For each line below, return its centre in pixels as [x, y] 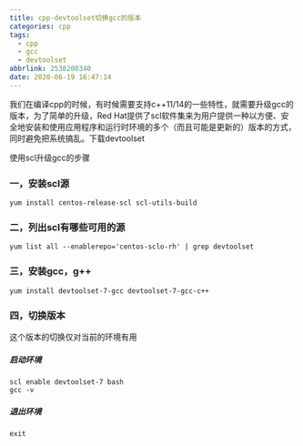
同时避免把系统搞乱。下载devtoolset [77, 138]
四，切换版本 [38, 315]
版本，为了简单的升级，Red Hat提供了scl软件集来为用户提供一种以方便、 [146, 116]
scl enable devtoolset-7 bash [67, 382]
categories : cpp [40, 26]
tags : [20, 35]
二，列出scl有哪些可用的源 [67, 227]
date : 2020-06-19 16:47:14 [61, 77]
